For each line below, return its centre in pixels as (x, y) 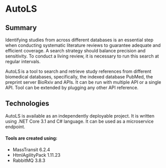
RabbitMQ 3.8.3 (29, 160)
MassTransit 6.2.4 (31, 150)
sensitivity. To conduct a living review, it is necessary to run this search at (82, 56)
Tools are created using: (31, 138)
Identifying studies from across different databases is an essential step (79, 40)
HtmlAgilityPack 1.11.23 (37, 155)
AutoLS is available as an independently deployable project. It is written (80, 116)
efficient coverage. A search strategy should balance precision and (75, 51)
